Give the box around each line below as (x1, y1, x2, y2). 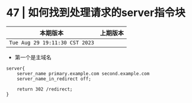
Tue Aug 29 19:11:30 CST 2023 (9, 39, 95, 46)
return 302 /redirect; (17, 86, 73, 92)
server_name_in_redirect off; (17, 76, 92, 82)
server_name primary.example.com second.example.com (17, 70, 150, 76)
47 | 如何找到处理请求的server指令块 (6, 6, 185, 20)
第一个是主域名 (14, 53, 52, 60)
